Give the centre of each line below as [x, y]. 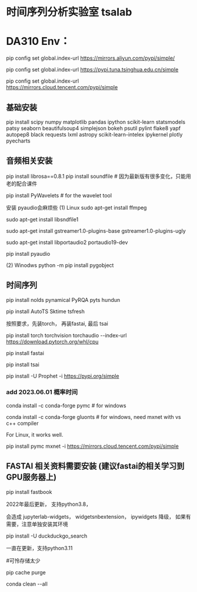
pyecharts [18, 141]
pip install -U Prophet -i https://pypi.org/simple [63, 376]
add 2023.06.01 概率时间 [42, 392]
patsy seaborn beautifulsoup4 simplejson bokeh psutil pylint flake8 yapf [94, 128]
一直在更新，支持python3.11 [39, 548]
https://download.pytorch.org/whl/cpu [52, 341]
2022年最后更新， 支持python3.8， [49, 504]
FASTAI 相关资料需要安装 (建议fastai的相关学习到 [95, 466]
